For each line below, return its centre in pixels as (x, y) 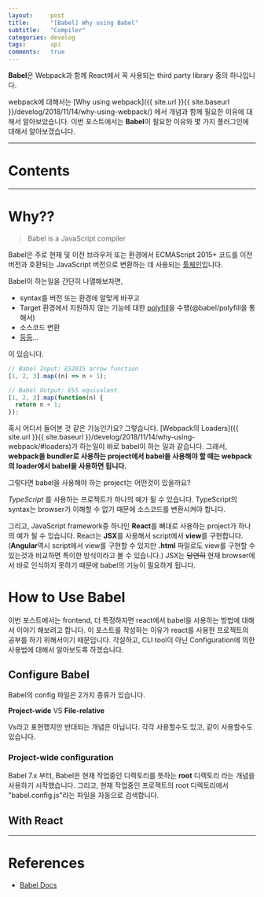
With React (36, 820)
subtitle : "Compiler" (47, 30)
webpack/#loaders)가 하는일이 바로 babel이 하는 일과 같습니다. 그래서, (118, 447)
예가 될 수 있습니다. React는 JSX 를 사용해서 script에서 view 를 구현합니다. (130, 536)
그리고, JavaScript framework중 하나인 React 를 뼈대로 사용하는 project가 (123, 526)
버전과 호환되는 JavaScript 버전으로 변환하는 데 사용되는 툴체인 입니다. (115, 264)
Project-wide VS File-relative (56, 710)
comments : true (37, 52)
